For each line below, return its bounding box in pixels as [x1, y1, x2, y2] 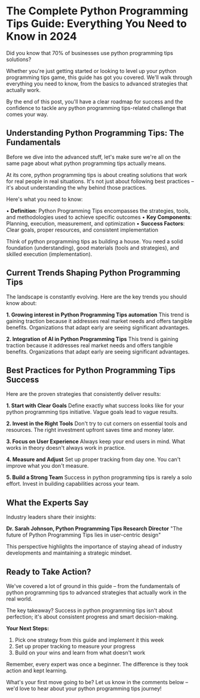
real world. [6, 595, 33, 602]
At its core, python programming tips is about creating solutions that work [6, 171, 187, 178]
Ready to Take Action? [6, 566, 91, 577]
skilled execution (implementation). [6, 250, 93, 258]
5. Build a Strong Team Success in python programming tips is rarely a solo [6, 474, 192, 481]
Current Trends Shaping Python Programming [6, 268, 181, 278]
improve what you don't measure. [6, 462, 89, 470]
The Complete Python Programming [6, 4, 189, 18]
